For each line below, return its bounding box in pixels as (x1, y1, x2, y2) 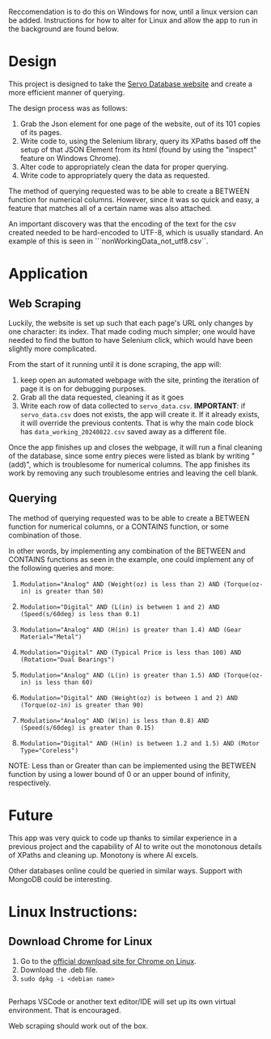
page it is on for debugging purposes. (19, 383, 146, 393)
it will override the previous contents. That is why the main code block (19, 418, 254, 428)
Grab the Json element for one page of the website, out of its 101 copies (19, 119, 260, 129)
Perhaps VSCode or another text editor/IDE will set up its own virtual (8, 997, 236, 1007)
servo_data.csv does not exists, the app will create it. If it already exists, (19, 409, 260, 419)
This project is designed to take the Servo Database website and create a (8, 78, 253, 88)
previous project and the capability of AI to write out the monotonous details (8, 841, 262, 851)
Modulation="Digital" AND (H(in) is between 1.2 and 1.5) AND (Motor (19, 739, 260, 747)
